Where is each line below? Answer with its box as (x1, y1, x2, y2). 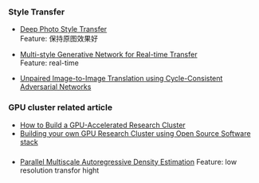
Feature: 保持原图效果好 (19, 34, 98, 44)
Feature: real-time (19, 58, 80, 68)
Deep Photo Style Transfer (19, 25, 108, 34)
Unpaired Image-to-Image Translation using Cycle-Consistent (19, 74, 223, 84)
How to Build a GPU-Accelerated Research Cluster (19, 120, 186, 130)
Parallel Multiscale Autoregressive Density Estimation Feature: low (19, 157, 237, 166)
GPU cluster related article (8, 102, 113, 113)
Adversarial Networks (19, 82, 92, 91)
